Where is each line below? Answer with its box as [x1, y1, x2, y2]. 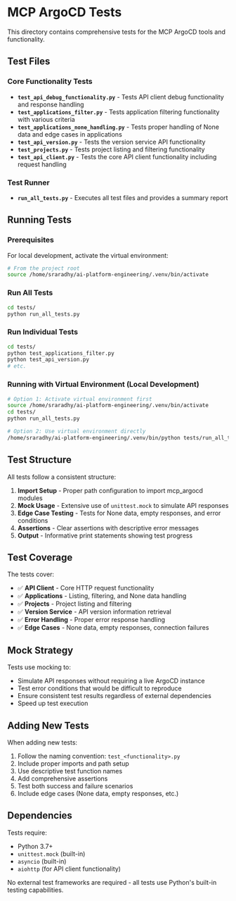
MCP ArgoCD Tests [7, 4, 122, 20]
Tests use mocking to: [7, 663, 72, 671]
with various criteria [17, 115, 75, 123]
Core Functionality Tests [7, 77, 93, 87]
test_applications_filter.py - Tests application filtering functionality [17, 107, 220, 116]
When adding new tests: [7, 738, 78, 747]
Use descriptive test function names [17, 767, 123, 775]
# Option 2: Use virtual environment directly [7, 428, 146, 435]
